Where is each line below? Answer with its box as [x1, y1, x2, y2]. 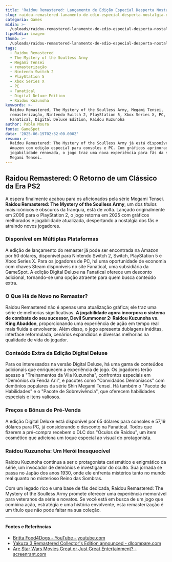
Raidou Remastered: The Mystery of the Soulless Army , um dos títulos [5, 201, 157, 207]
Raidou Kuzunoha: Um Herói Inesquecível [5, 447, 111, 455]
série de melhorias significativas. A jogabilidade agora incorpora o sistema [5, 310, 165, 316]
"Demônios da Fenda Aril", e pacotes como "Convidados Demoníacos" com [5, 377, 165, 384]
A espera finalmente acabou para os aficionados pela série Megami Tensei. [5, 196, 164, 202]
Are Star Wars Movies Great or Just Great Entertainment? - [12, 546, 137, 552]
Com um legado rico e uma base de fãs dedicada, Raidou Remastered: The [5, 485, 164, 491]
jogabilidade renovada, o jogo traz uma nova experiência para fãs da [10, 150, 164, 156]
